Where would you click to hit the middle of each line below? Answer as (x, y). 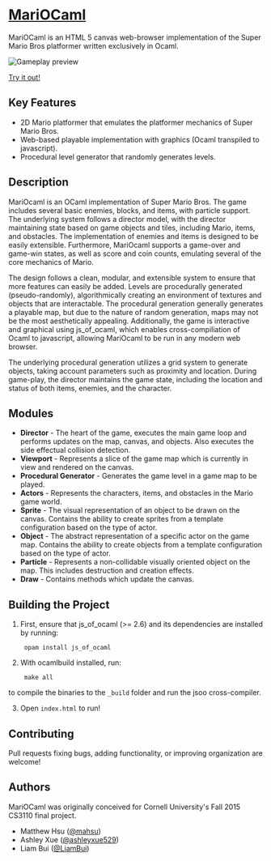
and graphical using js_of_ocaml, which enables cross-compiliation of (124, 329)
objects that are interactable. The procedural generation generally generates (136, 303)
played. (32, 484)
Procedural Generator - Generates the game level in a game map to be (138, 476)
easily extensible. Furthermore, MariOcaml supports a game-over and (125, 245)
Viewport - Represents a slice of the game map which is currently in (134, 458)
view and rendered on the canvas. (77, 467)
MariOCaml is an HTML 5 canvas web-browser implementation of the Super (135, 37)
